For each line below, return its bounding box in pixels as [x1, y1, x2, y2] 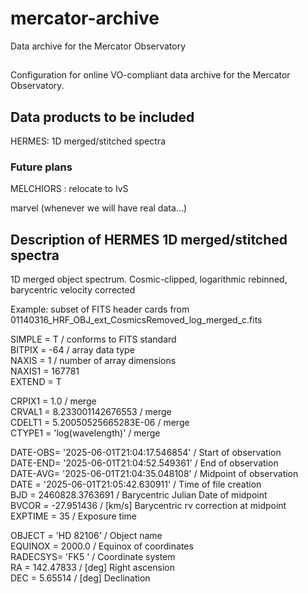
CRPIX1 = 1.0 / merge [10, 395, 97, 407]
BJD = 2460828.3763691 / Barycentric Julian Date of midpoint [10, 489, 268, 501]
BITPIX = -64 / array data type [10, 344, 135, 356]
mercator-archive [10, 7, 160, 30]
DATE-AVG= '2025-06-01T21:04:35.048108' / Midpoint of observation [10, 468, 299, 480]
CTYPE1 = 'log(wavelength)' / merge [10, 427, 161, 439]
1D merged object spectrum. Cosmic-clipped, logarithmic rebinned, [10, 273, 288, 286]
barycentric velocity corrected [10, 284, 136, 296]
